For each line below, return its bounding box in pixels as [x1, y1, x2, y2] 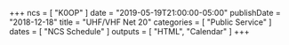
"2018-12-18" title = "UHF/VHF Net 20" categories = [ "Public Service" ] [9, 17, 272, 27]
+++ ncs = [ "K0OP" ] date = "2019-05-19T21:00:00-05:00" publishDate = [9, 8, 282, 18]
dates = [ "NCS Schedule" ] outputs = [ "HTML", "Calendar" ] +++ [9, 26, 251, 36]
